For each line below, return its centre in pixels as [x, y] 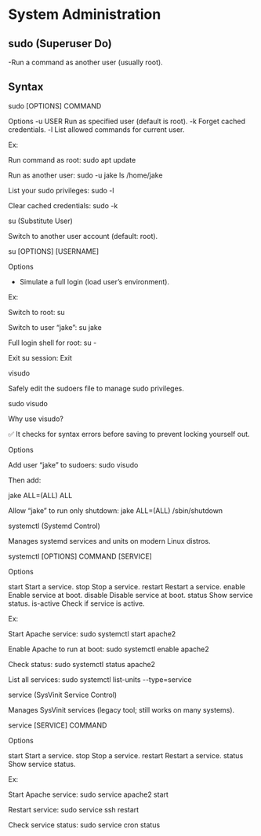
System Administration [85, 15]
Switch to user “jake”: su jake [55, 327]
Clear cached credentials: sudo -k [63, 205]
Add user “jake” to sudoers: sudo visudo [73, 464]
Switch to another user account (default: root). [83, 236]
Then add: [25, 480]
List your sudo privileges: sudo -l [61, 190]
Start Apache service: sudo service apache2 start [88, 794]
